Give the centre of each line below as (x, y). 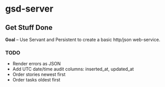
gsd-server (29, 9)
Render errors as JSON (37, 64)
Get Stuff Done (29, 28)
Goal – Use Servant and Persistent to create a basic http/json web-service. (83, 39)
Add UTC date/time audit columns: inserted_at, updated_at (73, 69)
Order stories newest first (39, 74)
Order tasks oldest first (36, 80)
